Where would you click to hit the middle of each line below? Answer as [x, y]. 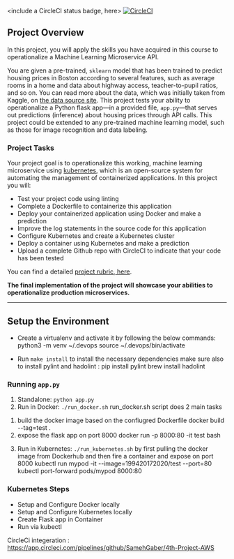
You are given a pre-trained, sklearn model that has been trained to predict [115, 70]
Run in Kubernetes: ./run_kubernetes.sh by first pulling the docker [113, 449]
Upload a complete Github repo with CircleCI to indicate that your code [119, 251]
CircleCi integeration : [38, 540]
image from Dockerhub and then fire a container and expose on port [115, 456]
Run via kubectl [40, 526]
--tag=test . [34, 428]
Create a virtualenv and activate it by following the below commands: [116, 338]
